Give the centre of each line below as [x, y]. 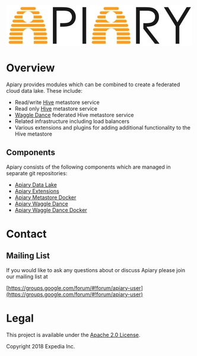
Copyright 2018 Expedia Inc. [41, 346]
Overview [31, 68]
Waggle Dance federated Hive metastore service [74, 115]
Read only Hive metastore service [56, 108]
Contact [26, 234]
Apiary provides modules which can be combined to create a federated [93, 84]
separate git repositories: [37, 173]
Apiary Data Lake [36, 185]
